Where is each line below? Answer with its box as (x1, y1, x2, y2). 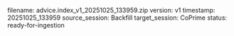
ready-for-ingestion (7, 21, 65, 29)
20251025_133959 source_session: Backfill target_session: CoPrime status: (7, 13, 228, 22)
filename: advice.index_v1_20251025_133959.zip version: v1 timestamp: (7, 6, 216, 14)
